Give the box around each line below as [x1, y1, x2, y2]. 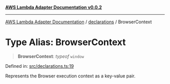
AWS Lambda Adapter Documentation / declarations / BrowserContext [5, 19, 152, 25]
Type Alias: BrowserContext [5, 36, 126, 48]
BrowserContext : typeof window [17, 53, 84, 59]
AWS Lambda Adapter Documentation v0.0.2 [5, 5, 102, 10]
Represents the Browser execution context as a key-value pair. [5, 73, 136, 79]
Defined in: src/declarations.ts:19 [5, 63, 74, 69]
